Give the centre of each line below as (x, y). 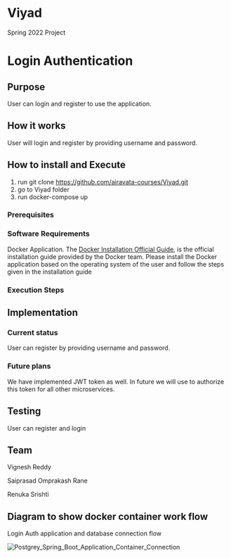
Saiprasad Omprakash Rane (47, 481)
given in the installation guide (50, 272)
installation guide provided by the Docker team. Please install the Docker (112, 256)
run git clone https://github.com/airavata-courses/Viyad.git (103, 182)
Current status (33, 333)
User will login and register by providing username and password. (103, 143)
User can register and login (47, 428)
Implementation (43, 313)
